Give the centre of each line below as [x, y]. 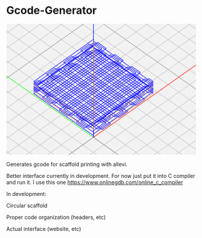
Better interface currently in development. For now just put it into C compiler [101, 175]
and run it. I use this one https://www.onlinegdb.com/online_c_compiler [95, 182]
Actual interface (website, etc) [44, 228]
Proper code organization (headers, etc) [56, 217]
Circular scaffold [27, 206]
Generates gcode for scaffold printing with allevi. [67, 164]
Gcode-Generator [52, 11]
